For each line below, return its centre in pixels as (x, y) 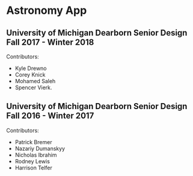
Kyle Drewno (31, 68)
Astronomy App (47, 11)
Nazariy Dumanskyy (40, 148)
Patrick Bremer (33, 142)
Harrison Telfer (34, 168)
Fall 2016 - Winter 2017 (50, 116)
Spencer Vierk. (33, 87)
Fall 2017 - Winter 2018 (50, 42)
